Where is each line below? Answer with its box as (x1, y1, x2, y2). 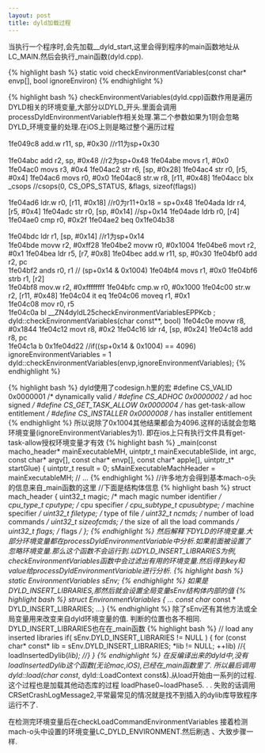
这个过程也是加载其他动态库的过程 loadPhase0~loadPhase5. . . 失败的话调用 (8, 680, 256, 690)
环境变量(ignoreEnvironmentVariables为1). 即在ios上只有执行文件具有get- (8, 428, 246, 437)
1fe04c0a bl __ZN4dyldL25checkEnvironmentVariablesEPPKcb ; (8, 307, 216, 317)
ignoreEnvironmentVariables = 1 (8, 349, 112, 359)
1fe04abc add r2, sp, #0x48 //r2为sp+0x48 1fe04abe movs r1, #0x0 (8, 155, 229, 165)
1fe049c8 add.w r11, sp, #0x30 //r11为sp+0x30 (8, 139, 160, 148)
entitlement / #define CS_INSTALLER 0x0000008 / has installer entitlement (8, 409, 253, 418)
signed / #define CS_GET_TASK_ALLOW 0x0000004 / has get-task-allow (8, 400, 246, 409)
